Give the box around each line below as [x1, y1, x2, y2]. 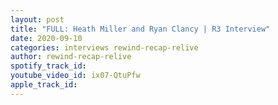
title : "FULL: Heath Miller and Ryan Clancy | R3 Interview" [10, 24, 271, 34]
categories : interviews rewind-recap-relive [10, 42, 199, 53]
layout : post [10, 14, 65, 25]
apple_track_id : [10, 80, 78, 90]
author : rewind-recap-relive [10, 52, 132, 62]
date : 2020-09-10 [10, 33, 83, 43]
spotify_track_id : [10, 61, 87, 71]
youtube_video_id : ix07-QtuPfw [10, 71, 141, 81]
